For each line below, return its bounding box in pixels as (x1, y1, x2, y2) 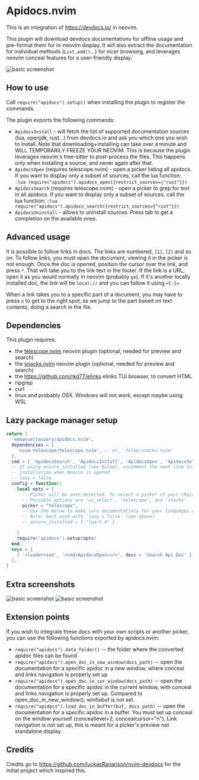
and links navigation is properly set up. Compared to (14, 689, 143, 697)
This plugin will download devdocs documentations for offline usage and (6, 35, 184, 42)
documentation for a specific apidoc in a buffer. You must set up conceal (14, 708, 192, 715)
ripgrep (14, 379, 33, 386)
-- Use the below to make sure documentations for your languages (21, 508, 190, 514)
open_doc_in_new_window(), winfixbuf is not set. (14, 696, 135, 703)
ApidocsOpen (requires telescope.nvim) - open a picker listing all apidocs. (14, 165, 192, 172)
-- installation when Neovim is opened (11, 469, 110, 475)
